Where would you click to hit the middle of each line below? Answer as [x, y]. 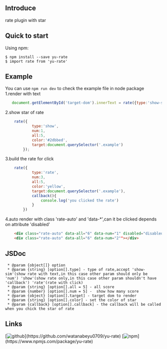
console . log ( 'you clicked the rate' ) [80, 200]
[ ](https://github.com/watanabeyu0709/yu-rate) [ [65, 336]
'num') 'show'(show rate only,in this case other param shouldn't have [81, 278]
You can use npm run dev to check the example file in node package [75, 89]
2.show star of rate [25, 113]
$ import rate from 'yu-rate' [37, 61]
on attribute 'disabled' [28, 225]
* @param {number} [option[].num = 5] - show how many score [73, 291]
